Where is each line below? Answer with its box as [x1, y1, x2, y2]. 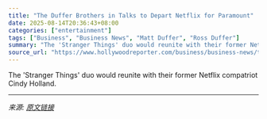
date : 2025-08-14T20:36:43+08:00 [8, 19, 119, 27]
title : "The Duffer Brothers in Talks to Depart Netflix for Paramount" [8, 11, 254, 20]
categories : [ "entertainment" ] [8, 26, 112, 34]
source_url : [8, 48, 48, 56]
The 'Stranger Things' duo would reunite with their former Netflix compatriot [8, 71, 258, 79]
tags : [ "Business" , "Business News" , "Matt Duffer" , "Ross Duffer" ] [8, 33, 240, 42]
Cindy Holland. [8, 79, 57, 88]
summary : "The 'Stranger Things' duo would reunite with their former [8, 41, 247, 49]
